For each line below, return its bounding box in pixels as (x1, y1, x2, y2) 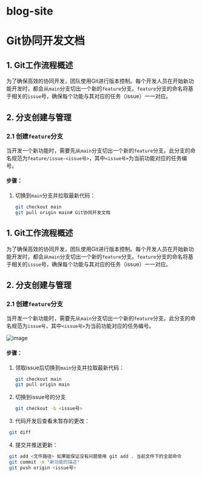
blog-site (6, 4, 53, 18)
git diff (8, 430, 32, 436)
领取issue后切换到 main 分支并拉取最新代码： (15, 364, 125, 371)
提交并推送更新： (15, 441, 58, 448)
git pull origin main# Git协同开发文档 (15, 209, 111, 215)
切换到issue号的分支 (15, 394, 66, 401)
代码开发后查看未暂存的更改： (15, 417, 90, 425)
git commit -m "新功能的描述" (8, 459, 80, 465)
